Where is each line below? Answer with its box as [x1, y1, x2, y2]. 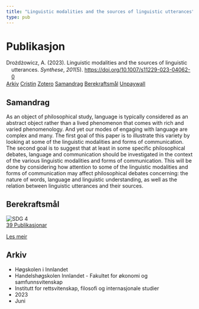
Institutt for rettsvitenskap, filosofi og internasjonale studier [14, 285, 159, 292]
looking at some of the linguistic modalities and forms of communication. [6, 138, 184, 145]
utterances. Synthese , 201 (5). [11, 66, 84, 73]
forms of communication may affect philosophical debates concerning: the [6, 169, 188, 176]
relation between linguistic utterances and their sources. [6, 182, 144, 189]
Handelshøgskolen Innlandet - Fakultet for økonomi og [14, 272, 148, 279]
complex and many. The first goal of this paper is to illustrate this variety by [6, 131, 190, 139]
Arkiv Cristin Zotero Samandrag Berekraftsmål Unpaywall [6, 81, 146, 88]
